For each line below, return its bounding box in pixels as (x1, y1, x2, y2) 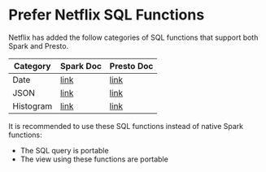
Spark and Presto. (8, 41, 69, 50)
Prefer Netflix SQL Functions (8, 6, 205, 24)
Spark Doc (59, 60, 102, 71)
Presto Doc (109, 60, 154, 71)
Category (13, 60, 51, 71)
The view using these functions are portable (20, 154, 168, 164)
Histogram (12, 100, 53, 111)
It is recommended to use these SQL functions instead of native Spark (8, 121, 244, 131)
